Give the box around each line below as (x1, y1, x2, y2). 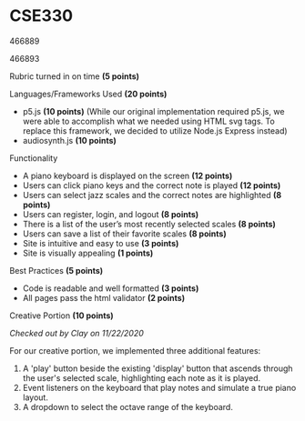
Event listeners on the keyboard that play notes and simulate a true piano (22, 382, 297, 393)
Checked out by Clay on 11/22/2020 (9, 327, 144, 338)
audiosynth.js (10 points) (22, 135, 117, 145)
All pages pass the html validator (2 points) (22, 292, 185, 303)
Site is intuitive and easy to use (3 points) (22, 237, 179, 248)
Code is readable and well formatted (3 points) (22, 283, 199, 294)
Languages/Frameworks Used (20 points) (9, 88, 168, 99)
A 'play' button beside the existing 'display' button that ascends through (22, 363, 293, 374)
